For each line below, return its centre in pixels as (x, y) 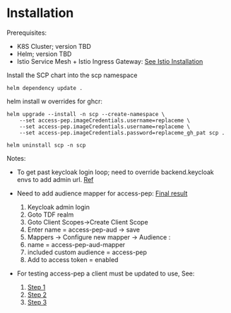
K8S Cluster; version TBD (54, 46)
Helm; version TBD (44, 54)
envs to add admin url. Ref (55, 179)
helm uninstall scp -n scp (46, 145)
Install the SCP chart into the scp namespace (72, 75)
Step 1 (36, 287)
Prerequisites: (27, 33)
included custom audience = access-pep (87, 252)
